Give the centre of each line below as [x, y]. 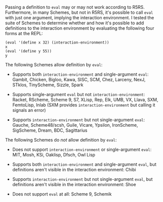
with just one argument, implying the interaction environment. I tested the [80, 18]
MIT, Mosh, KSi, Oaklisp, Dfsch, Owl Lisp [54, 155]
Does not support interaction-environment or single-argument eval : [82, 150]
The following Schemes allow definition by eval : [54, 65]
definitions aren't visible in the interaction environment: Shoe [74, 184]
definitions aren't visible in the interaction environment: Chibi [74, 170]
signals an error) [29, 110]
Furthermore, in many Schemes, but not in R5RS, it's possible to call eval [79, 12]
